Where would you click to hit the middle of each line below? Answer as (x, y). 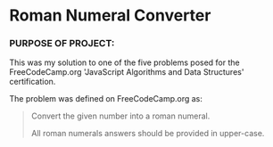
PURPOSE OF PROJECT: (62, 44)
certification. (33, 82)
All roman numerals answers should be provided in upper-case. (148, 134)
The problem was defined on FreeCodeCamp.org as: (106, 99)
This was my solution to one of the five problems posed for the (124, 62)
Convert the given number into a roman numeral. (120, 116)
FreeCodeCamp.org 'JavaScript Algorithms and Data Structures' (127, 72)
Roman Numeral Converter (110, 16)
